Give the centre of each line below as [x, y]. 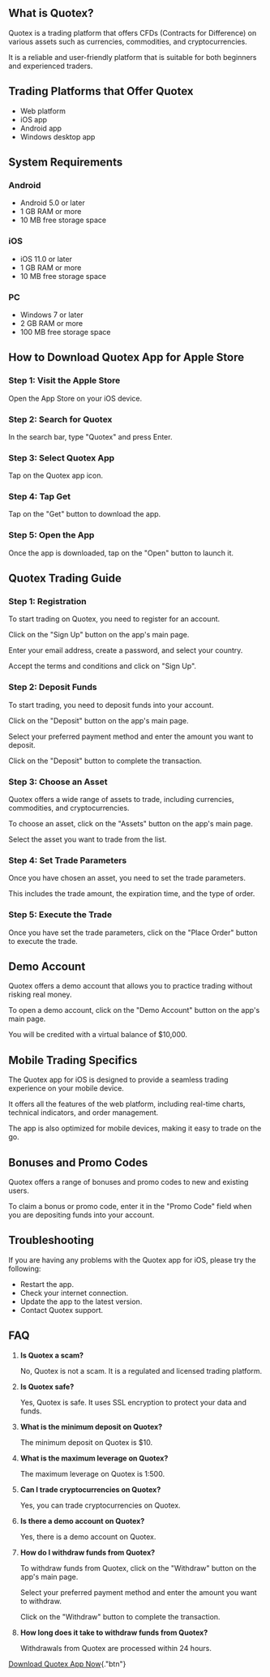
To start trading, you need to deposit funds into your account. [111, 705]
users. [19, 1190]
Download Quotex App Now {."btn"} [67, 1664]
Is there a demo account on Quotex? [82, 1520]
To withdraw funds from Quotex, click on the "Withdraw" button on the [138, 1568]
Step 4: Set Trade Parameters [68, 860]
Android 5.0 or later [52, 203]
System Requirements [66, 163]
